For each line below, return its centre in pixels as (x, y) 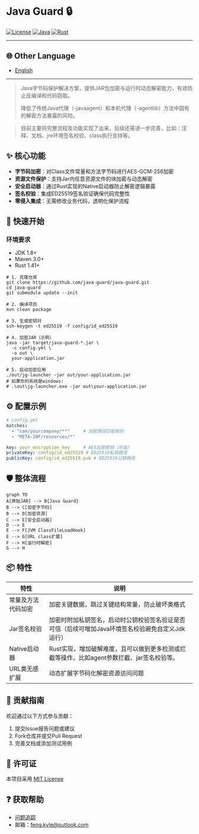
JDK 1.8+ (26, 253)
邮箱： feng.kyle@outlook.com (52, 825)
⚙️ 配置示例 (26, 406)
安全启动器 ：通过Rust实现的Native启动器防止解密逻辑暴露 (85, 186)
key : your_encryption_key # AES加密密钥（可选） (69, 447)
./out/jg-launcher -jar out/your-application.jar (69, 375)
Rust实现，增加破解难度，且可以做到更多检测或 (115, 649)
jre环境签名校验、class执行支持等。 (90, 135)
